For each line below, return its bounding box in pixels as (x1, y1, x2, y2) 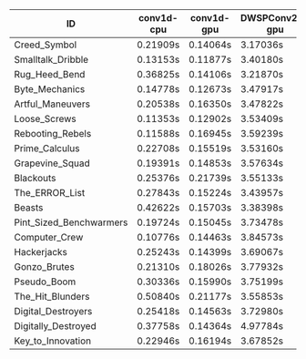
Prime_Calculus (14, 142, 80, 154)
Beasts (14, 201, 44, 213)
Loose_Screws (14, 113, 77, 125)
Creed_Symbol (14, 38, 77, 51)
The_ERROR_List (14, 187, 86, 199)
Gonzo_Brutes (14, 261, 75, 272)
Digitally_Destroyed (14, 320, 97, 332)
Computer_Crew (14, 231, 84, 243)
